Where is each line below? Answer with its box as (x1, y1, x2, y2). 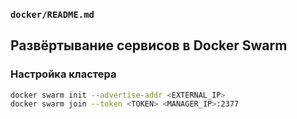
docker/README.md (10, 9, 95, 20)
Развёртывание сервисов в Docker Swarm (10, 37, 288, 54)
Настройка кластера (10, 67, 117, 81)
